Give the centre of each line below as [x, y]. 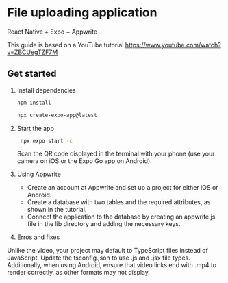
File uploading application [82, 13]
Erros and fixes [38, 237]
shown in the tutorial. [57, 210]
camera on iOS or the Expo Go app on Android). [84, 161]
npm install [34, 103]
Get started [32, 74]
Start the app [36, 128]
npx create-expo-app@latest [57, 115]
